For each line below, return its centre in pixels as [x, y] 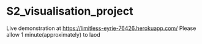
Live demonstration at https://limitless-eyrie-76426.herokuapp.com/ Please [101, 28]
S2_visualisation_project [70, 11]
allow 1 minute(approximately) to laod [53, 34]
